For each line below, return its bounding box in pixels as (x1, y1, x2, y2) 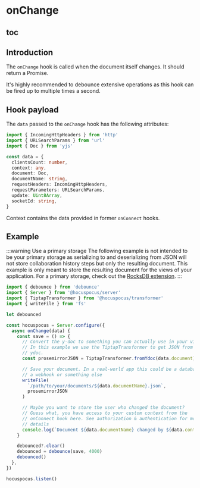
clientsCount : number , (11, 159, 68, 165)
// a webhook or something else (21, 371, 102, 378)
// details (21, 421, 49, 427)
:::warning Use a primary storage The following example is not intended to (6, 248, 188, 255)
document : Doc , (11, 170, 49, 176)
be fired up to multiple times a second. (6, 87, 101, 95)
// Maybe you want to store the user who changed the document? (21, 405, 185, 411)
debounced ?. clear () (17, 443, 65, 449)
